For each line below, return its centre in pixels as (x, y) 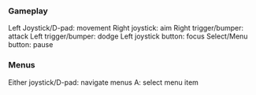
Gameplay (28, 11)
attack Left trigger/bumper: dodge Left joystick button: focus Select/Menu (128, 36)
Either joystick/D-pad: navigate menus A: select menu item (104, 82)
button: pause (31, 45)
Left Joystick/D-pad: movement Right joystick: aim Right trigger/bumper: (126, 28)
